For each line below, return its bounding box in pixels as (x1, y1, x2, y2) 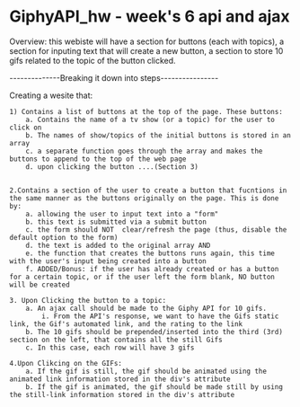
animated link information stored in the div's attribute (9, 375, 231, 384)
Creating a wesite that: (9, 90, 93, 101)
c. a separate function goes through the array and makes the (25, 146, 263, 155)
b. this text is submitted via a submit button (25, 217, 207, 226)
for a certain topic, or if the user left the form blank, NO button (9, 272, 276, 281)
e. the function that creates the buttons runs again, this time (25, 249, 276, 258)
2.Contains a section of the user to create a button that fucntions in (9, 186, 287, 195)
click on (9, 123, 42, 132)
